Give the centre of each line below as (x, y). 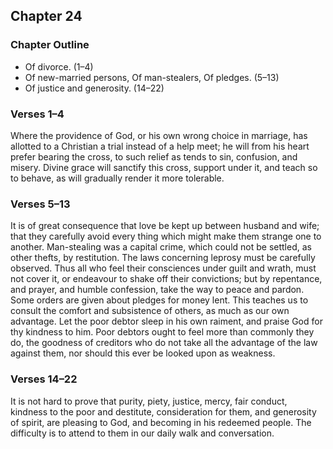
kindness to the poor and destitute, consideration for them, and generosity (163, 411)
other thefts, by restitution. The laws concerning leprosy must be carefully (163, 258)
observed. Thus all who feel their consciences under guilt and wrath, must (163, 268)
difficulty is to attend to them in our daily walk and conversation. (142, 433)
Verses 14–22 (44, 379)
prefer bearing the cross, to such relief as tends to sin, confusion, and (154, 156)
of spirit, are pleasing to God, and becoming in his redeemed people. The (161, 422)
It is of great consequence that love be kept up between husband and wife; (165, 226)
